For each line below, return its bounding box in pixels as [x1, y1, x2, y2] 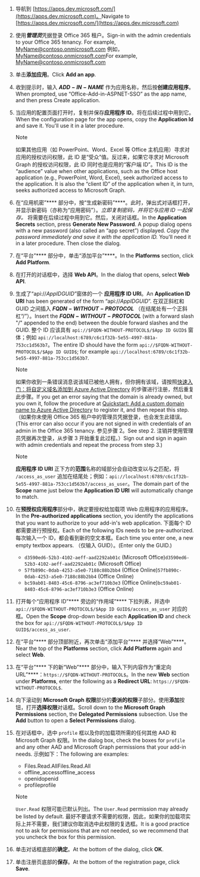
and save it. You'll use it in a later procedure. [15, 122, 124, 129]
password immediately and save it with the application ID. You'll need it [15, 234, 191, 240]
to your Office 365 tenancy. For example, [15, 38, 116, 45]
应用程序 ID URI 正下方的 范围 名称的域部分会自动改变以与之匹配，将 [15, 465, 180, 472]
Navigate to [101, 13, 130, 20]
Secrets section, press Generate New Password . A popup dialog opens [15, 220, 192, 228]
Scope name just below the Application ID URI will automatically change [15, 487, 193, 494]
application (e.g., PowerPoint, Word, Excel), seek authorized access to [15, 174, 188, 181]
